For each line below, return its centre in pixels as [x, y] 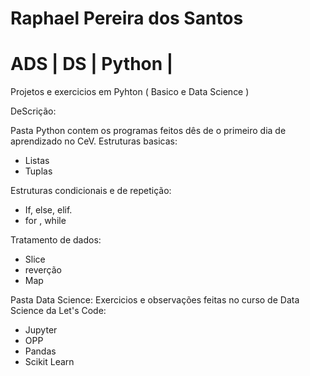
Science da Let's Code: [58, 311]
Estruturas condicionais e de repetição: [91, 191]
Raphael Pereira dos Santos [127, 18]
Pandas [40, 351]
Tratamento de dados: [56, 240]
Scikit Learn [49, 362]
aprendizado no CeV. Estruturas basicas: [94, 141]
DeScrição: [33, 111]
